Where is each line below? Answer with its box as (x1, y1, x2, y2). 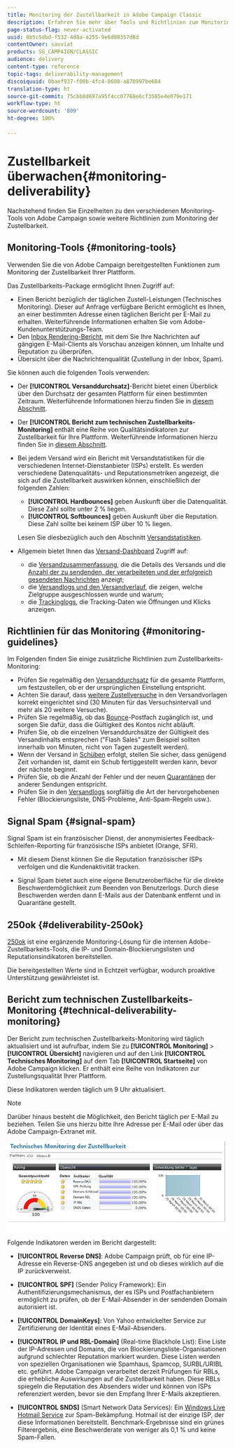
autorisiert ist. (17, 1303, 57, 1311)
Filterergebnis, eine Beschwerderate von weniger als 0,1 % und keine (17, 1426, 216, 1434)
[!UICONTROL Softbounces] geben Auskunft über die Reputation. (27, 512, 219, 521)
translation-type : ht (7, 85, 71, 93)
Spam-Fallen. (17, 1433, 57, 1442)
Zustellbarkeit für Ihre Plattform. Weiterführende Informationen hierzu (17, 432, 218, 441)
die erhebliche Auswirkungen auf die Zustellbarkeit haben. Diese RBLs (17, 1375, 220, 1383)
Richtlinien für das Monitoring (7, 625, 140, 637)
